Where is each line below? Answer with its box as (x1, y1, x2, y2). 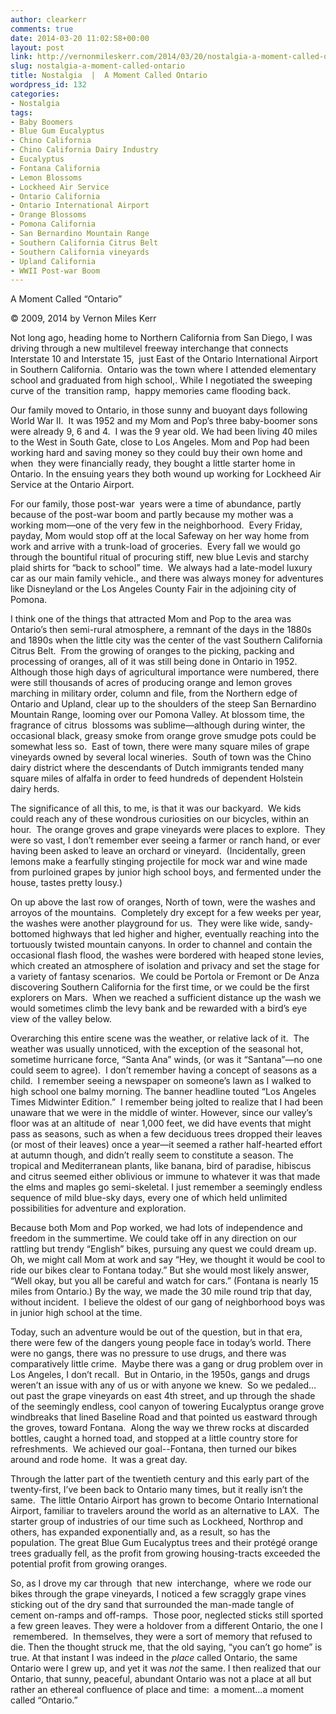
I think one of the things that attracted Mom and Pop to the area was (10, 613, 292, 625)
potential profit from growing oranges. (10, 1558, 168, 1570)
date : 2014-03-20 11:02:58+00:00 (10, 33, 150, 43)
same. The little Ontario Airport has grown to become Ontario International (10, 1494, 319, 1506)
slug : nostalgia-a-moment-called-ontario (10, 61, 186, 71)
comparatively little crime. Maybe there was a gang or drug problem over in (10, 1358, 323, 1370)
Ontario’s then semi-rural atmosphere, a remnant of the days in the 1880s (10, 624, 312, 636)
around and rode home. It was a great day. (10, 1454, 188, 1466)
